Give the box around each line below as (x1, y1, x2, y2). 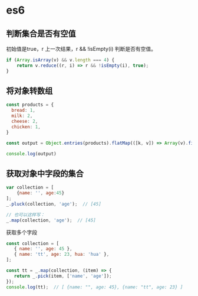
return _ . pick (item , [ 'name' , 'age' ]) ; (14, 273, 112, 279)
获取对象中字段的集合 (6, 168, 84, 178)
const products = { (6, 102, 54, 108)
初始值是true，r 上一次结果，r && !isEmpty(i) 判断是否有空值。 (6, 45, 156, 52)
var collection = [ (6, 184, 54, 191)
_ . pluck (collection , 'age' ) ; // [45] (6, 201, 101, 207)
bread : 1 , (11, 108, 35, 113)
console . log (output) (6, 151, 57, 157)
